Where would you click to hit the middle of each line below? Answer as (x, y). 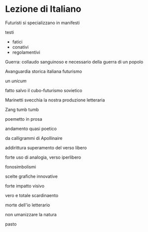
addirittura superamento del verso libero (46, 148)
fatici (17, 42)
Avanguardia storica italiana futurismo (44, 71)
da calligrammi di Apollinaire (34, 138)
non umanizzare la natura (31, 214)
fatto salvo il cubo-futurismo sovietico (44, 90)
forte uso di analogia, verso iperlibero (43, 157)
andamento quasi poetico (31, 129)
